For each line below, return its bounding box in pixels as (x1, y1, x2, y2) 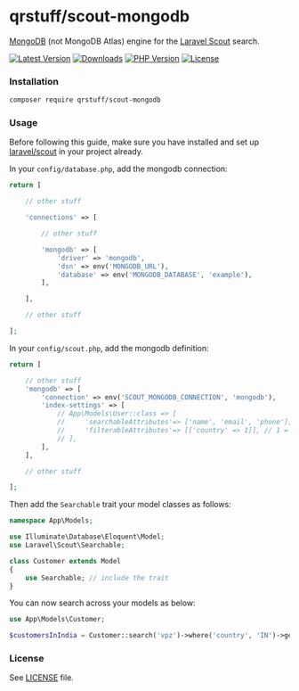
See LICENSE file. (9, 672, 74, 683)
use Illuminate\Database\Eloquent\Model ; (9, 532, 166, 541)
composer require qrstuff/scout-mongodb (9, 95, 162, 104)
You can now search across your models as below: (9, 597, 196, 608)
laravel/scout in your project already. (9, 146, 144, 157)
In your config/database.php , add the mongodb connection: (9, 163, 229, 175)
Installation (9, 75, 60, 87)
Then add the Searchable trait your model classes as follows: (9, 499, 231, 510)
